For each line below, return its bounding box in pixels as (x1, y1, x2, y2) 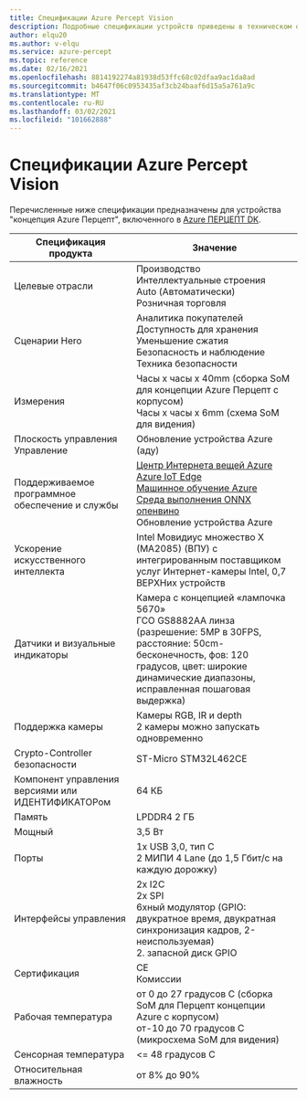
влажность (14, 1074, 63, 1087)
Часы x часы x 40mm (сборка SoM (135, 372, 291, 385)
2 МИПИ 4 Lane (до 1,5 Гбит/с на (135, 851, 283, 864)
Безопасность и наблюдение (135, 346, 266, 359)
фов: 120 (208, 649, 249, 661)
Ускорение (14, 543, 62, 555)
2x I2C (135, 878, 165, 891)
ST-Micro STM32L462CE (135, 753, 248, 766)
